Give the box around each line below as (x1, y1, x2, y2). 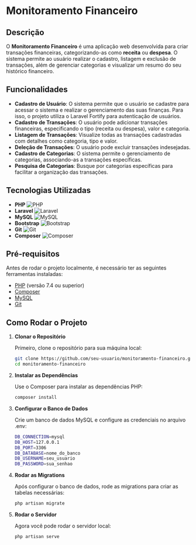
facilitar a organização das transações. (14, 168, 108, 175)
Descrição (6, 27, 44, 37)
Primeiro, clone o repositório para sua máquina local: (14, 344, 142, 351)
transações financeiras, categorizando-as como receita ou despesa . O (6, 49, 178, 56)
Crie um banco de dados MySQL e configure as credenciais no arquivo (14, 416, 186, 423)
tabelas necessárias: (14, 489, 64, 496)
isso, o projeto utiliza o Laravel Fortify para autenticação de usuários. (14, 112, 181, 119)
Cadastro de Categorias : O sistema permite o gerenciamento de (14, 150, 171, 157)
